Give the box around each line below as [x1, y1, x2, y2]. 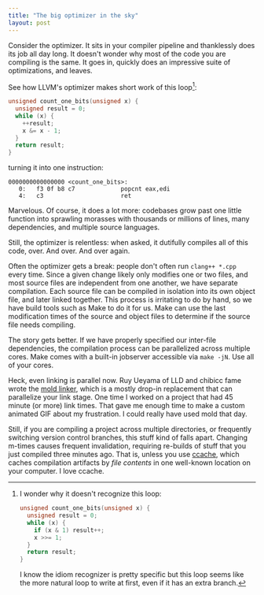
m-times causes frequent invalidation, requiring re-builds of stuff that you [8, 441, 246, 451]
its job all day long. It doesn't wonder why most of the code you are [8, 49, 226, 58]
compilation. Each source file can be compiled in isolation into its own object [8, 287, 255, 296]
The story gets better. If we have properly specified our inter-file [8, 336, 217, 345]
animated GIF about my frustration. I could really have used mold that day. [8, 409, 247, 418]
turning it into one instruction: [8, 163, 104, 173]
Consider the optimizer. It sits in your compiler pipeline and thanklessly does [8, 40, 255, 50]
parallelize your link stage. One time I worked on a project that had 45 [8, 392, 233, 402]
